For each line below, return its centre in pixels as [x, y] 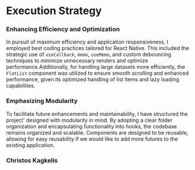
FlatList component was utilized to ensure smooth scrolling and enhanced [97, 73]
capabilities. [21, 86]
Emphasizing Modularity [42, 101]
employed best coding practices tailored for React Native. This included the [98, 48]
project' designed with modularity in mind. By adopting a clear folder [89, 120]
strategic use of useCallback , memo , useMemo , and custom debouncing [89, 55]
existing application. [30, 145]
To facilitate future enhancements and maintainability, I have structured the [97, 114]
